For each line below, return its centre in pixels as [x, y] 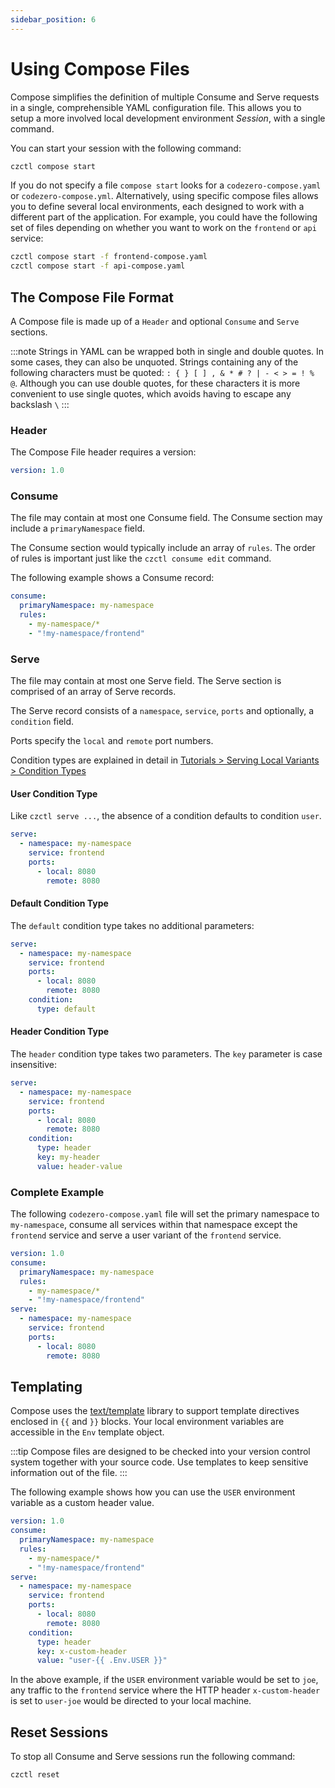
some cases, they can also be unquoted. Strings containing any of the [154, 362]
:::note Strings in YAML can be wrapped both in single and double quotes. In [167, 351]
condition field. [42, 722]
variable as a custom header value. [82, 1503]
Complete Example [57, 1192]
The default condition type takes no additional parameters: [132, 925]
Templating [46, 1386]
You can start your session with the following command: [126, 148]
